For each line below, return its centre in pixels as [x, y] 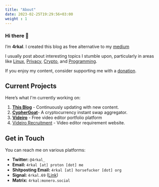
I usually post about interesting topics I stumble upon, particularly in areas [79, 56]
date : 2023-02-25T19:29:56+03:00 [39, 14]
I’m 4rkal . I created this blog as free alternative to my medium [67, 47]
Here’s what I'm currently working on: [43, 98]
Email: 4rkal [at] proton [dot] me [48, 165]
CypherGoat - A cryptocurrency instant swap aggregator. [70, 113]
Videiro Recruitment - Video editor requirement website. [68, 123]
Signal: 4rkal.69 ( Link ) [35, 175]
